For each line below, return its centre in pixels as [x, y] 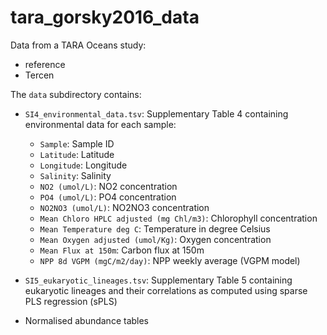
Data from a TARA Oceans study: [78, 45]
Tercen [39, 75]
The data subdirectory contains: [76, 94]
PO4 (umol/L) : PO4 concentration [108, 197]
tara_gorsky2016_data [105, 17]
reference [45, 64]
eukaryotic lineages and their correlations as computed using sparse [166, 290]
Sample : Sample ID [77, 143]
